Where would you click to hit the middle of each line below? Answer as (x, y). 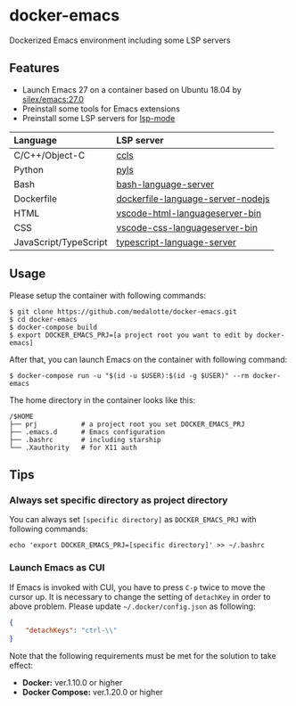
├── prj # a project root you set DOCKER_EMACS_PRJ (127, 424)
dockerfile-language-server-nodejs (193, 199)
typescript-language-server (176, 242)
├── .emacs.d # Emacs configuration (87, 432)
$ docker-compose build (53, 327)
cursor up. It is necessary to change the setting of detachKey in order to (140, 596)
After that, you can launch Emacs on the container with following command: (148, 359)
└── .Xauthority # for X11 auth (74, 447)
